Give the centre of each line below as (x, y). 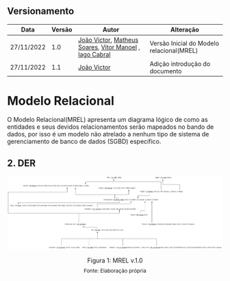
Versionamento (41, 11)
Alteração (185, 29)
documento (166, 71)
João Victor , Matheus (108, 40)
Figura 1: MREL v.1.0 (115, 260)
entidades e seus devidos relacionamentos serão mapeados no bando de (111, 127)
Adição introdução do (180, 64)
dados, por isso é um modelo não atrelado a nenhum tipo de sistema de (108, 134)
